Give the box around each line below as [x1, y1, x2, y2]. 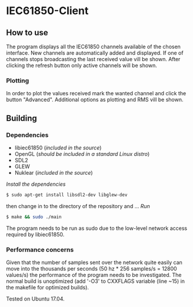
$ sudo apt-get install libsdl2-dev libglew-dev [6, 192, 128, 198]
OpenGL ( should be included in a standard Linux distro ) [14, 150, 150, 157]
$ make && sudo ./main [6, 213, 62, 220]
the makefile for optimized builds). [6, 284, 89, 291]
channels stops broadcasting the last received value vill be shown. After [6, 56, 181, 62]
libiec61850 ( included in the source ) [14, 144, 102, 151]
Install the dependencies [6, 181, 66, 188]
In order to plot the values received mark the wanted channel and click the [6, 90, 187, 97]
